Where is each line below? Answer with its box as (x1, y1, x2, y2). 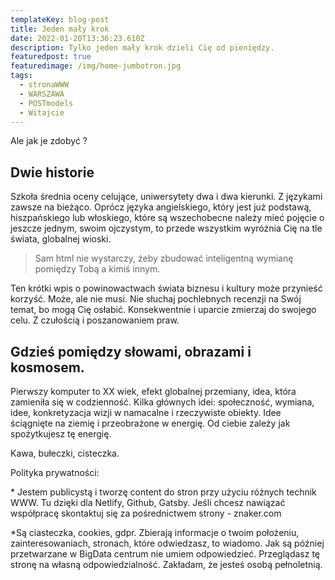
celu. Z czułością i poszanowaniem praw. (10, 314, 180, 326)
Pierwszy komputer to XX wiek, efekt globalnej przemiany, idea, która (10, 386, 297, 397)
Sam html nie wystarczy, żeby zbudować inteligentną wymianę (34, 252, 294, 265)
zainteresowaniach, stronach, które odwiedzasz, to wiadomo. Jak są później (10, 537, 325, 549)
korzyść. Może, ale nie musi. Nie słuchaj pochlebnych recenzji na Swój (10, 293, 302, 305)
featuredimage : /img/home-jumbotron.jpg (10, 61, 182, 71)
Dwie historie (10, 164, 95, 181)
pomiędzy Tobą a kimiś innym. (34, 263, 161, 275)
